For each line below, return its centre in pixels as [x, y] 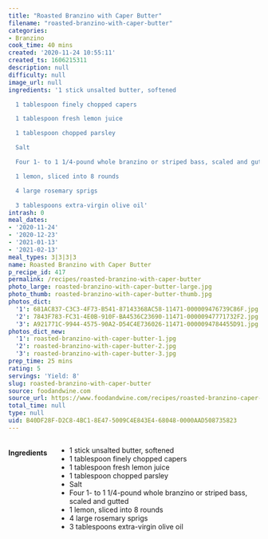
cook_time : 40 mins [41, 46]
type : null [26, 413]
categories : [28, 30]
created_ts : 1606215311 [48, 61]
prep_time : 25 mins [41, 361]
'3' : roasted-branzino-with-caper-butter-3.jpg [96, 354]
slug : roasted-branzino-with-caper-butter [80, 383]
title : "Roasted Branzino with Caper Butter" [85, 16]
